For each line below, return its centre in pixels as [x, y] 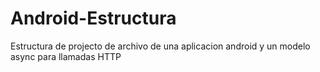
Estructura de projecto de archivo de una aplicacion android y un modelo [160, 46]
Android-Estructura [93, 18]
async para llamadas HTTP [66, 56]
